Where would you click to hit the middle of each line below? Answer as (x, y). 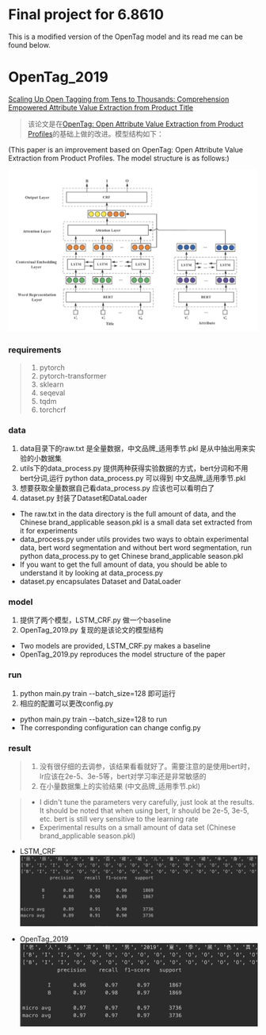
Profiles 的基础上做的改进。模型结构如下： (95, 133)
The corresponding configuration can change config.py (110, 727)
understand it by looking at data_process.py (91, 573)
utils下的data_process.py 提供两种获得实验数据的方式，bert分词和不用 (134, 468)
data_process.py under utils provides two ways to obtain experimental (134, 539)
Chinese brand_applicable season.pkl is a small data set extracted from (136, 522)
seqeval (52, 392)
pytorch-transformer (73, 375)
